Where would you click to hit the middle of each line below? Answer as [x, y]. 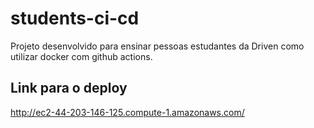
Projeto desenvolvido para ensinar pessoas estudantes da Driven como [157, 46]
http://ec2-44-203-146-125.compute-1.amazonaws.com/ [127, 112]
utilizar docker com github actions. [81, 56]
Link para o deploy [69, 88]
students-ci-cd [75, 18]
